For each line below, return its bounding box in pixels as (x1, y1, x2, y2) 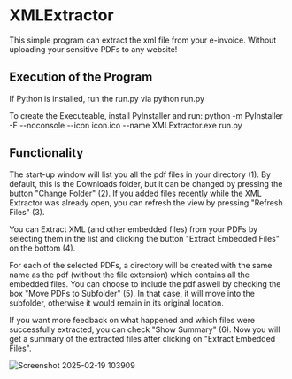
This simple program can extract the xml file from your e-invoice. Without (9, 35, 277, 45)
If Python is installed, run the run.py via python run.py (9, 93, 205, 104)
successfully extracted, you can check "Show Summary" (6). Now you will (9, 324, 280, 335)
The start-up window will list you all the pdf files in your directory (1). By (9, 169, 272, 180)
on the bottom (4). (9, 243, 76, 253)
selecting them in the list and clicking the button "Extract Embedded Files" (9, 233, 280, 244)
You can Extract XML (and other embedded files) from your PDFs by (9, 223, 258, 235)
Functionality (9, 145, 84, 160)
